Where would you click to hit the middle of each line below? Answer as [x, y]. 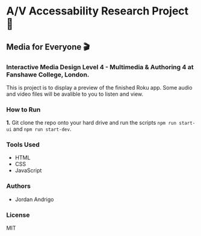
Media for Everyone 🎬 [48, 47]
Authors [19, 186]
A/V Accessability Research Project [97, 11]
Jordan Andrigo [34, 199]
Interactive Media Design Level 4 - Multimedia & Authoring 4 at [100, 67]
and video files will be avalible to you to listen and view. [75, 94]
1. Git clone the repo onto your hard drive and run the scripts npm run [91, 123]
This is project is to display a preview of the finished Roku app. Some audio [99, 87]
